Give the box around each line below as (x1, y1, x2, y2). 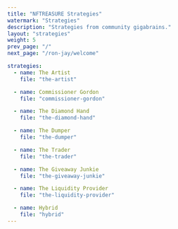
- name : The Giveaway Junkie (13, 165, 99, 173)
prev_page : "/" (7, 43, 52, 50)
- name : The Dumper (13, 127, 71, 134)
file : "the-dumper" (20, 134, 77, 141)
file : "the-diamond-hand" (20, 114, 96, 122)
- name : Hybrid (13, 204, 58, 212)
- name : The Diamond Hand (13, 107, 90, 115)
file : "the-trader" (20, 153, 77, 160)
